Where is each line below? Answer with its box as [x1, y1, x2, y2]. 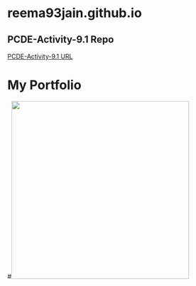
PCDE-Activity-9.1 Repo [7, 33, 114, 46]
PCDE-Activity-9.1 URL [7, 52, 73, 60]
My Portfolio [7, 77, 82, 93]
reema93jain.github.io [7, 5, 142, 21]
